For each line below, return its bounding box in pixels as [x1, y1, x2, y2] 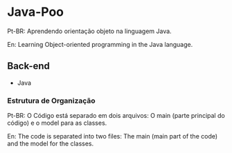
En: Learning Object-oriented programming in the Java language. [7, 40, 193, 48]
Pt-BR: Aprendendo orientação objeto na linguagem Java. [7, 27, 172, 35]
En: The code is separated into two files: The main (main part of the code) [7, 132, 218, 141]
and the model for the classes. [7, 139, 94, 148]
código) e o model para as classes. [7, 119, 107, 127]
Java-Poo [7, 4, 64, 20]
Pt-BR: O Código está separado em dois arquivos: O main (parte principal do [7, 112, 225, 120]
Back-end [7, 60, 51, 72]
